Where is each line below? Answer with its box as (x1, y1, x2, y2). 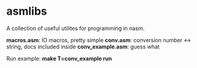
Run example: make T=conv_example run (6, 55, 112, 62)
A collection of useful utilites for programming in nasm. (6, 25, 145, 32)
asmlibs (6, 4, 47, 18)
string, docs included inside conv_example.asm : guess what (6, 43, 160, 50)
